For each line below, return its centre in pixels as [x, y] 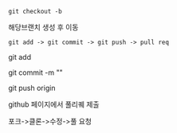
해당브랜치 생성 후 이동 [43, 27]
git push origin [32, 88]
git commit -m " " [36, 72]
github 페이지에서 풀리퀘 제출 [54, 104]
